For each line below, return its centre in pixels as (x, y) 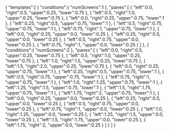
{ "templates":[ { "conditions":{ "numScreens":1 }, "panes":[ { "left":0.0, (79, 7)
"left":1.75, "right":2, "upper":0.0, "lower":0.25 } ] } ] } (61, 125)
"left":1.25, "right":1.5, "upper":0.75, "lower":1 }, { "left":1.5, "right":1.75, (78, 87)
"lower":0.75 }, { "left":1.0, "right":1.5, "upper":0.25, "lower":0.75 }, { (75, 61)
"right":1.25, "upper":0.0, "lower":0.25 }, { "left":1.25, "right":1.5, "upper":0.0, (84, 114)
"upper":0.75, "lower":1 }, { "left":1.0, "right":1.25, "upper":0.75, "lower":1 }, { (84, 82)
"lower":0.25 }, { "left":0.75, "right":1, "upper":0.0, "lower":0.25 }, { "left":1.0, (84, 109)
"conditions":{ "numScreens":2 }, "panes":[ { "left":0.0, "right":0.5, (74, 50)
